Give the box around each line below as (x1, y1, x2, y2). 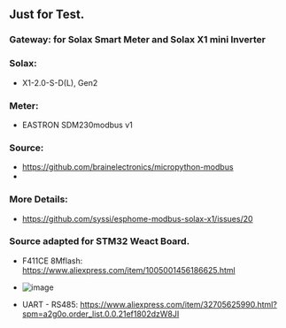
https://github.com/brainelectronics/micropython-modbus (21, 162, 234, 172)
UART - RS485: (21, 299, 78, 309)
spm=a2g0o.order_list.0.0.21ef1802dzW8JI (21, 309, 180, 319)
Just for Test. (9, 7, 85, 22)
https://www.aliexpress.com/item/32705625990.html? (79, 299, 277, 309)
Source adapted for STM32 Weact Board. (9, 235, 190, 248)
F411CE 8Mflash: (21, 256, 83, 266)
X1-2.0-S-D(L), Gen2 (21, 77, 98, 88)
